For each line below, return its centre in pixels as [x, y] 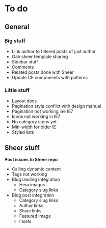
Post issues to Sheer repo [31, 159]
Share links [30, 211]
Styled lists [23, 132]
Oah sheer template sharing [40, 57]
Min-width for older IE [34, 127]
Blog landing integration [36, 179]
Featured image [35, 216]
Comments [23, 67]
